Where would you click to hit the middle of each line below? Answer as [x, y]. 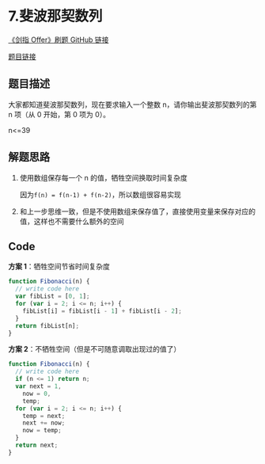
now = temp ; [42, 431]
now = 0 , [37, 394]
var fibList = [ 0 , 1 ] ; [53, 297]
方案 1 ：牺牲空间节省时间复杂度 [59, 267]
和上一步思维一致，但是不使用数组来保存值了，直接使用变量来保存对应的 [137, 211]
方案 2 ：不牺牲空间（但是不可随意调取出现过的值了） [95, 349]
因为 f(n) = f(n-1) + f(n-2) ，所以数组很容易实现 [100, 194]
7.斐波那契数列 [55, 16]
